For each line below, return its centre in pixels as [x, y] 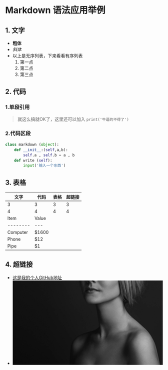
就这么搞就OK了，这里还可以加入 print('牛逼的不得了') [73, 119]
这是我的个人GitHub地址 [37, 277]
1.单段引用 [17, 107]
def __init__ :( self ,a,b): [41, 150]
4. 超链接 [19, 265]
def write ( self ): [33, 160]
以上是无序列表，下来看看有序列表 [47, 56]
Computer [18, 232]
